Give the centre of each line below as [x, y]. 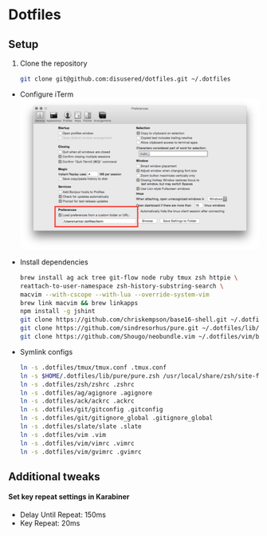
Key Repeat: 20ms [50, 523]
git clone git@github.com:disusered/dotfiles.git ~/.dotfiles [125, 79]
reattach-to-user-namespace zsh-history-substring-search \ [122, 286]
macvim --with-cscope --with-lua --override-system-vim [114, 294]
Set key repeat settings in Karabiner [69, 497]
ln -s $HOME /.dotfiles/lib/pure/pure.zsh [90, 376]
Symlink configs [46, 351]
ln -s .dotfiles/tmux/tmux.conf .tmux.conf [93, 367]
